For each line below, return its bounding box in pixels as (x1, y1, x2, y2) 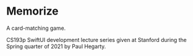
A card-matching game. (6, 24, 66, 32)
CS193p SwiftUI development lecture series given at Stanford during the (6, 36, 187, 43)
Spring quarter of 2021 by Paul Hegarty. (6, 43, 107, 50)
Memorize (6, 4, 59, 18)
